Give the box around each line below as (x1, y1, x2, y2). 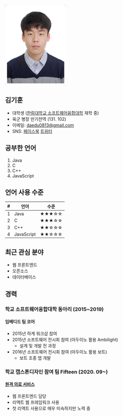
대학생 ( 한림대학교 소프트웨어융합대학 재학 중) (12, 110, 99, 116)
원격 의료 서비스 (5, 381, 35, 387)
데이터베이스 (12, 274, 37, 280)
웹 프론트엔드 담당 (12, 393, 46, 399)
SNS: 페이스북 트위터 (12, 128, 53, 134)
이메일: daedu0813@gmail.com (12, 122, 74, 128)
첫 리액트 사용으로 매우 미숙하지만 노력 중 (12, 405, 91, 411)
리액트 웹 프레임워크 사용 (12, 399, 60, 405)
